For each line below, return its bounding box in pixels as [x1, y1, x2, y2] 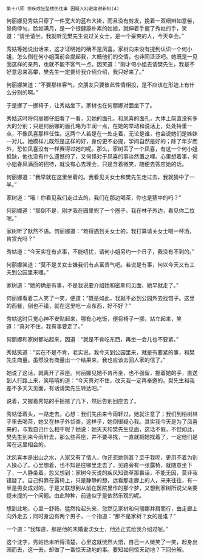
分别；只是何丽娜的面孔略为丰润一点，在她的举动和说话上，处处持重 [16, 123, 187, 129]
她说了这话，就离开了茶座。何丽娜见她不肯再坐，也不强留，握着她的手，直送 [6, 369, 198, 376]
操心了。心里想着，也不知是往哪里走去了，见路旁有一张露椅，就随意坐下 [11, 461, 192, 468]
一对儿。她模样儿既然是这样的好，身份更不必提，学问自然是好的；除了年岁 [6, 138, 192, 144]
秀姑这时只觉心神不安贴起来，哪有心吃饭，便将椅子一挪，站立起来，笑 [6, 315, 182, 322]
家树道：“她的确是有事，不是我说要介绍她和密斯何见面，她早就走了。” [6, 282, 179, 288]
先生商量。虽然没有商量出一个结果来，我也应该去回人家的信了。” [6, 356, 166, 363]
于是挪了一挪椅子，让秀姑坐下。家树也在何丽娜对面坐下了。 [6, 102, 155, 109]
